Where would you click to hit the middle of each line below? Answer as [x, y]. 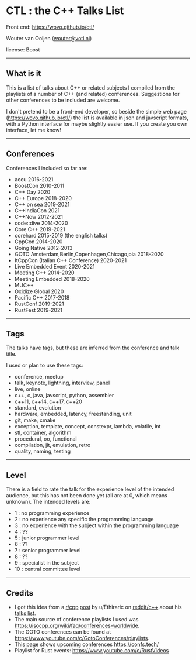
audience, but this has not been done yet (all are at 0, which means [87, 496]
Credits [20, 593]
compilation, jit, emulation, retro [52, 445]
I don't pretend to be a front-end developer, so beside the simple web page [96, 111]
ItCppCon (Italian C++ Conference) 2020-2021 [71, 260]
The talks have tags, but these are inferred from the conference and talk [93, 348]
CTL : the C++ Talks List [65, 11]
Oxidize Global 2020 [39, 291]
